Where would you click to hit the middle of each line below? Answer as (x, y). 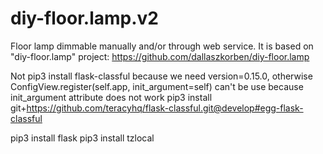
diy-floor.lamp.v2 (84, 18)
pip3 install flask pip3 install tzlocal (82, 138)
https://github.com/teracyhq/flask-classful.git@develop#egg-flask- (165, 108)
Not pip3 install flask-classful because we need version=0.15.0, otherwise (161, 76)
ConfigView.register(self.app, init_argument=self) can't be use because (157, 86)
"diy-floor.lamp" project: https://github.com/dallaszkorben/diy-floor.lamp (160, 56)
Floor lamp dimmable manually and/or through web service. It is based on (162, 46)
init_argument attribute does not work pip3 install (111, 97)
